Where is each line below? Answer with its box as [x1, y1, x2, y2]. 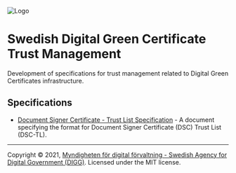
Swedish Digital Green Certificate [7, 32, 206, 47]
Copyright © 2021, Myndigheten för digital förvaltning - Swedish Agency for [7, 151, 227, 159]
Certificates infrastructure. [7, 76, 84, 85]
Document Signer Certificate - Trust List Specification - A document [17, 116, 215, 124]
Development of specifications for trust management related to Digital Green [7, 69, 229, 77]
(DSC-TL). [17, 130, 47, 139]
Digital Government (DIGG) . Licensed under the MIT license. [7, 158, 181, 166]
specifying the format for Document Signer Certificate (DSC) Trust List [17, 123, 222, 131]
